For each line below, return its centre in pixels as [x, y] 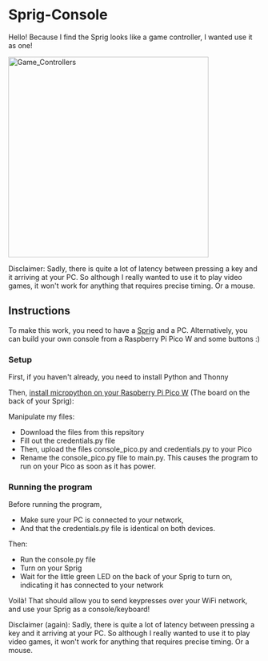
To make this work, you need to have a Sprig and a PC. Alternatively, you [128, 330]
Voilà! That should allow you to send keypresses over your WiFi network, [128, 601]
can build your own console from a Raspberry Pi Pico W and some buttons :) [134, 339]
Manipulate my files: [42, 417]
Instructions [39, 311]
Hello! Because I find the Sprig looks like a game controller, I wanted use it [130, 37]
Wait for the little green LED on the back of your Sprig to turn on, [126, 577]
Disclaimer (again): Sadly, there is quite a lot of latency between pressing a [132, 625]
